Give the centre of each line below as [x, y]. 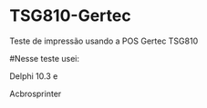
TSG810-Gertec [70, 16]
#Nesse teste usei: [45, 58]
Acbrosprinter [36, 93]
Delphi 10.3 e [34, 76]
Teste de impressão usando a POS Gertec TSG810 [104, 41]
